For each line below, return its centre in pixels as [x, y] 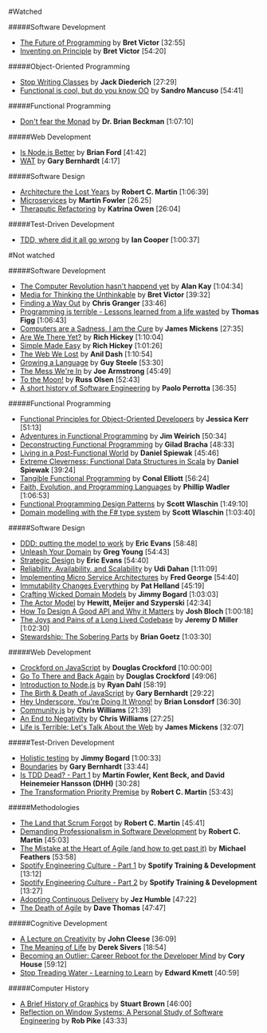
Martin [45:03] [44, 840]
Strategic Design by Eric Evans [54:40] [84, 560]
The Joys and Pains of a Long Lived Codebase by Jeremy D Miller [129, 620]
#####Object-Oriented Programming [69, 66]
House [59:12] [43, 964]
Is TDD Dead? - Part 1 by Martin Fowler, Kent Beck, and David [122, 775]
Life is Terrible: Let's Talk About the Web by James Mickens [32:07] [132, 727]
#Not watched [32, 255]
